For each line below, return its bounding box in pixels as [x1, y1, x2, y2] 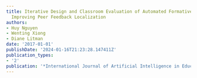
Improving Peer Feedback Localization [11, 14, 107, 20]
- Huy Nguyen [6, 25, 38, 31]
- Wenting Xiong [6, 30, 46, 36]
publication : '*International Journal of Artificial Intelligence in [6, 63, 180, 69]
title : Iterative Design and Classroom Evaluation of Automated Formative [6, 8, 193, 15]
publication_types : [6, 52, 54, 58]
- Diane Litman [6, 36, 43, 42]
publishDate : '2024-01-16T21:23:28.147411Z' [6, 47, 117, 53]
